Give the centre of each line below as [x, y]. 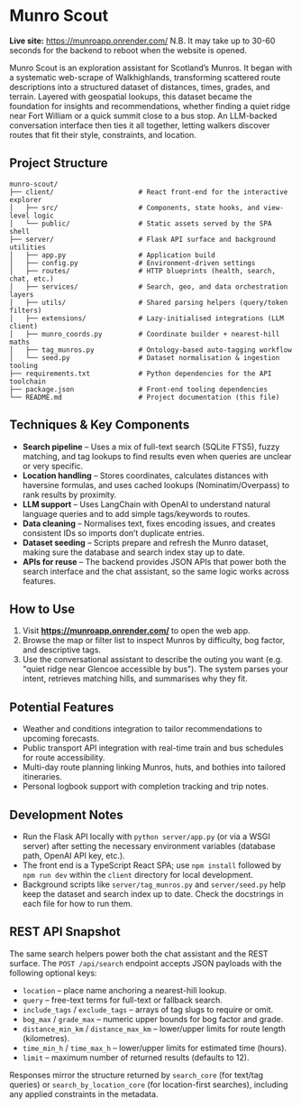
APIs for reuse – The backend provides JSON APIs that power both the [154, 561]
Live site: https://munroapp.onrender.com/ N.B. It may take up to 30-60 [142, 41]
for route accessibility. [64, 758]
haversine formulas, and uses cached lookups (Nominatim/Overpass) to [156, 485]
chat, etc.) [32, 279]
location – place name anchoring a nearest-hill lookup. [124, 990]
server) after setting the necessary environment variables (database [149, 846]
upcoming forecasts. [61, 739]
